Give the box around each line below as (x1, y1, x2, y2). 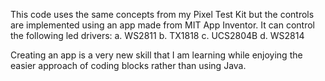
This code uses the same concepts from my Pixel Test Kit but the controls (10, 9, 315, 20)
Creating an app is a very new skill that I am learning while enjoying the (10, 49, 303, 61)
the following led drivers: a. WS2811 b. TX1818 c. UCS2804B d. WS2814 (10, 30, 305, 41)
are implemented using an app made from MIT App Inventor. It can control (10, 19, 316, 31)
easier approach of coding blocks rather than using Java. (10, 60, 247, 71)
